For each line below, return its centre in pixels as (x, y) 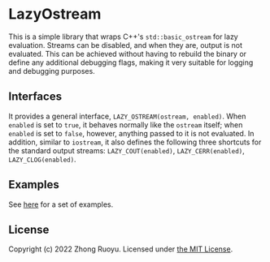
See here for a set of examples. (61, 204)
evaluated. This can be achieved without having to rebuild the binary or (127, 54)
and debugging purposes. (52, 71)
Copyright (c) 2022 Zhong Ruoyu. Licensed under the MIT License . (121, 249)
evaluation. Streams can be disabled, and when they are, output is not (125, 45)
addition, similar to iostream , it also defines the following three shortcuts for (135, 142)
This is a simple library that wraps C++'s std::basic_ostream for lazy (123, 37)
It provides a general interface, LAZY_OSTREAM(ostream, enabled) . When (127, 116)
